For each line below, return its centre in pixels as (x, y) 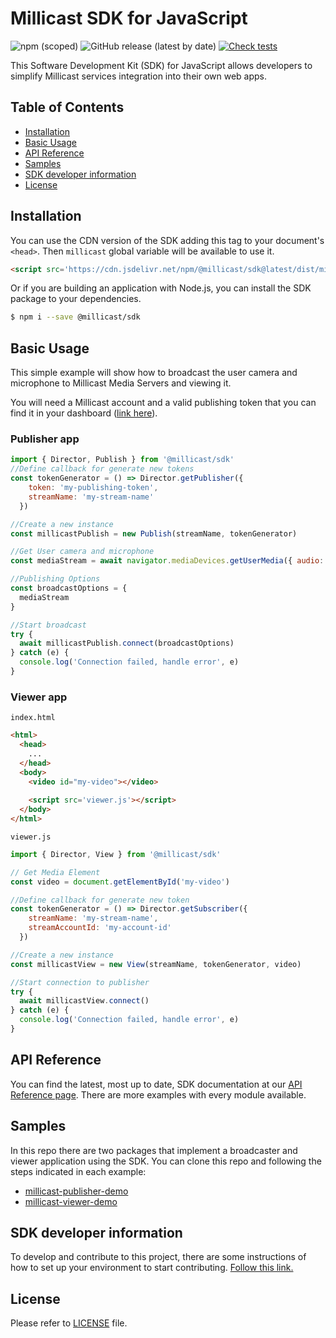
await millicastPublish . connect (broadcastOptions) (127, 643)
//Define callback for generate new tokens (102, 469)
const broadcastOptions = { (69, 588)
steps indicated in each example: (78, 1171)
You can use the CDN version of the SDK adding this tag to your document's (167, 240)
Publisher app (45, 439)
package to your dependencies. (76, 299)
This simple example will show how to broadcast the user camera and (154, 373)
